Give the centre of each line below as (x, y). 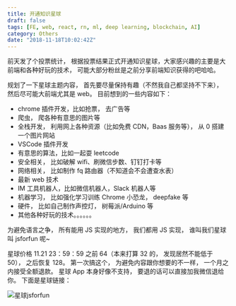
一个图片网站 (36, 136)
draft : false (26, 20)
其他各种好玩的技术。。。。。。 (56, 215)
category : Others (33, 34)
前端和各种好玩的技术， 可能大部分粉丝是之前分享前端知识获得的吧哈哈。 (113, 70)
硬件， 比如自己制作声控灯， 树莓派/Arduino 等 (85, 206)
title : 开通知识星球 (34, 14)
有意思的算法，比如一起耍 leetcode (69, 153)
